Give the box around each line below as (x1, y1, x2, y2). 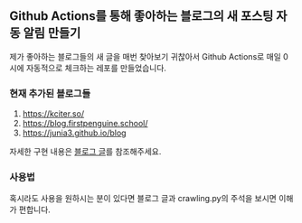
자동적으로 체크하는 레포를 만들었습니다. (25, 62, 167, 73)
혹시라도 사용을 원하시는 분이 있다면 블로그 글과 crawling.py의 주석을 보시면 (9, 193, 278, 204)
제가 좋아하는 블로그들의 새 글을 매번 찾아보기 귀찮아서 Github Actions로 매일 (9, 51, 282, 61)
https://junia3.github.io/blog (22, 127, 127, 138)
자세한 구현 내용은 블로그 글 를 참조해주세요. (9, 146, 162, 157)
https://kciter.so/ (22, 108, 84, 119)
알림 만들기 (23, 25, 81, 41)
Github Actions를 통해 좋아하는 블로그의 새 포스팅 (9, 8, 274, 24)
